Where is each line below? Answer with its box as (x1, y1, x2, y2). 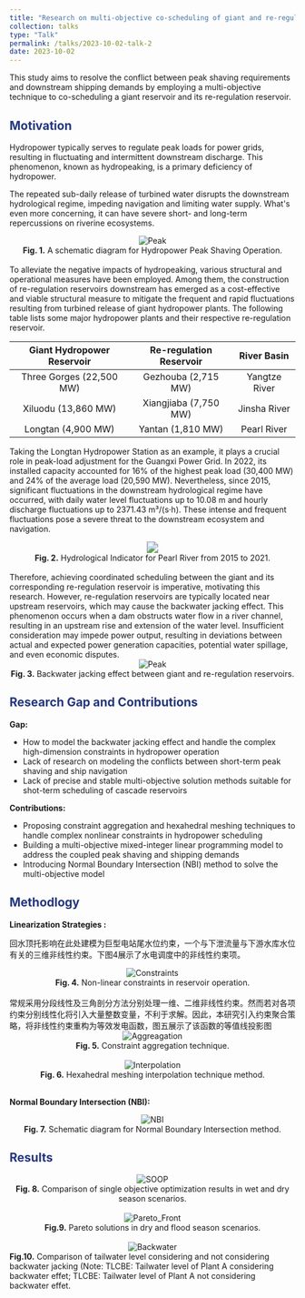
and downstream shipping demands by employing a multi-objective (9, 82, 261, 93)
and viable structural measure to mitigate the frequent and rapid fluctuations (9, 293, 295, 304)
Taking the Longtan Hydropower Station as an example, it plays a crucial (9, 446, 280, 457)
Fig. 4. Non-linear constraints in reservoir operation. (54, 977, 251, 988)
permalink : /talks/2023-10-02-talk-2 (9, 38, 152, 48)
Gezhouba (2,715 (143, 370, 220, 383)
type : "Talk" (9, 30, 59, 39)
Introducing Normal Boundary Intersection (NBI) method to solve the (22, 859, 279, 870)
